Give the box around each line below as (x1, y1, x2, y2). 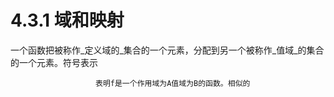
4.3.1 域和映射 (10, 9, 125, 32)
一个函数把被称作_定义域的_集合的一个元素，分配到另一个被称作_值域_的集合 (10, 44, 325, 56)
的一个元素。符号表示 (10, 56, 98, 68)
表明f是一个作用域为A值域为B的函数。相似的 (95, 78, 251, 88)
